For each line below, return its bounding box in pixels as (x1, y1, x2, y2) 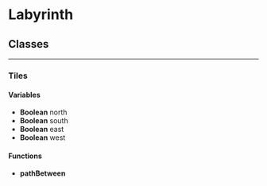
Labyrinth (8, 6, 74, 24)
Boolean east (19, 125, 64, 134)
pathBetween (19, 169, 66, 178)
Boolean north (19, 107, 68, 117)
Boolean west (19, 133, 66, 142)
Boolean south (19, 116, 69, 126)
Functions (8, 151, 42, 161)
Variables (8, 90, 41, 99)
